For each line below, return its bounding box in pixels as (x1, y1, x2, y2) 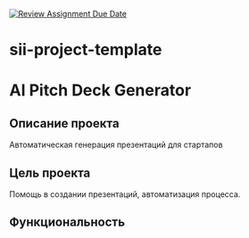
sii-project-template (9, 40, 162, 60)
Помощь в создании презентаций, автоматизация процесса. (9, 189, 241, 200)
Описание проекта (9, 116, 120, 131)
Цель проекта (9, 165, 91, 180)
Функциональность (9, 215, 126, 230)
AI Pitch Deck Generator (9, 80, 192, 101)
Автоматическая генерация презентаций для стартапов (9, 139, 223, 151)
